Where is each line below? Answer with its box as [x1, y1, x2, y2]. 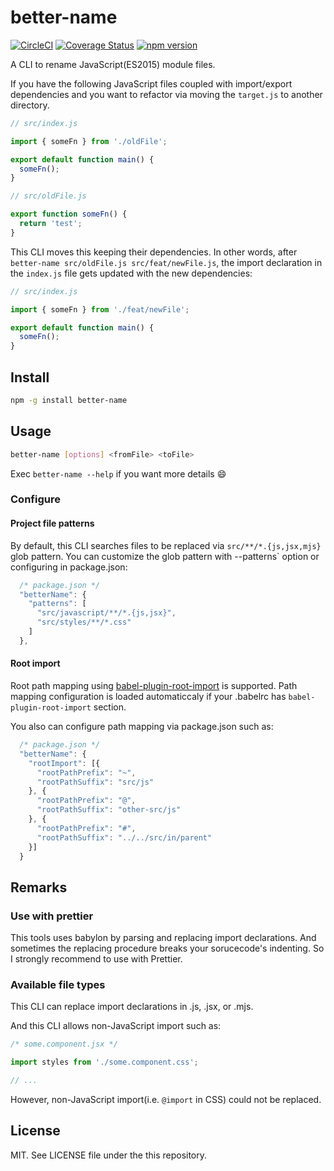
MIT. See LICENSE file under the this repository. [10, 1149, 208, 1161]
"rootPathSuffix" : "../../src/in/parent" [36, 832, 213, 843]
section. [93, 701, 127, 713]
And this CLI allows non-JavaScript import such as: [10, 1020, 222, 1032]
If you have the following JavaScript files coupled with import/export [10, 77, 293, 90]
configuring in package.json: [10, 561, 128, 573]
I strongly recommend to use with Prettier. [10, 953, 183, 965]
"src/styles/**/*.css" [36, 617, 132, 628]
